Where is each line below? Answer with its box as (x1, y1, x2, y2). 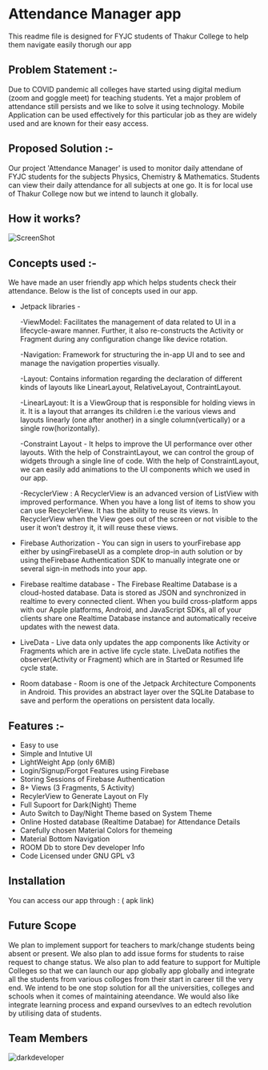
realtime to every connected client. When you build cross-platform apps (19, 597, 258, 606)
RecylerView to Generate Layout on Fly (19, 792, 149, 800)
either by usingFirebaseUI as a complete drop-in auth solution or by (19, 547, 243, 557)
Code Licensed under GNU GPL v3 (19, 851, 135, 861)
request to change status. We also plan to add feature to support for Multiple (8, 957, 261, 967)
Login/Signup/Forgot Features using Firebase (19, 766, 170, 775)
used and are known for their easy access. (8, 118, 149, 128)
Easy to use (19, 740, 58, 750)
